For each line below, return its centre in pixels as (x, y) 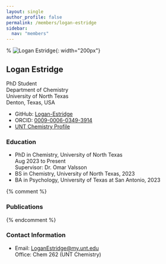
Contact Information (36, 235)
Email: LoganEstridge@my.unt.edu (57, 248)
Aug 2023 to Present (40, 161)
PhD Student (22, 83)
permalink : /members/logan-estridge (51, 23)
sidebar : (17, 28)
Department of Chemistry (37, 90)
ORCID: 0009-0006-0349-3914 (54, 120)
